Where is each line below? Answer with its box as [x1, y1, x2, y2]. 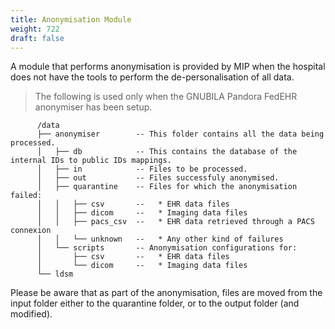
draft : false [10, 33, 65, 43]
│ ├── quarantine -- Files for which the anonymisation [36, 182, 298, 192]
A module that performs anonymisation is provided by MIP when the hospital [10, 61, 326, 73]
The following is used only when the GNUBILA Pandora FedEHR [34, 91, 298, 103]
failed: [10, 191, 43, 201]
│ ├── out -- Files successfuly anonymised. [36, 173, 280, 183]
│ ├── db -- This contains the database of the [36, 147, 298, 157]
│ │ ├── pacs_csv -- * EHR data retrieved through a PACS [36, 217, 315, 227]
